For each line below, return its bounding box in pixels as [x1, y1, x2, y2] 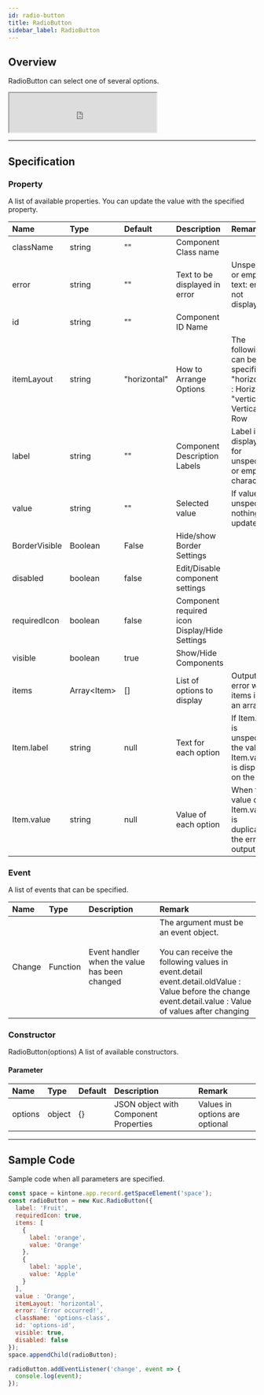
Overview [8, 55, 57, 69]
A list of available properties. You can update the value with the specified [8, 196, 245, 206]
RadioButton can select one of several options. [8, 76, 159, 86]
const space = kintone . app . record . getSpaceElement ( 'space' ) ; [8, 1189, 213, 1198]
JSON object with [113, 1099, 179, 1110]
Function [48, 962, 81, 973]
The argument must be [159, 917, 244, 928]
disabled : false [15, 1336, 68, 1344]
